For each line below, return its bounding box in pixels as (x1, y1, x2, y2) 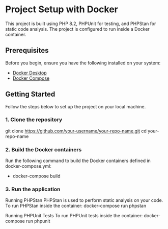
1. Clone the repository (5, 116, 63, 123)
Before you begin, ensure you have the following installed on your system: (5, 60, 161, 66)
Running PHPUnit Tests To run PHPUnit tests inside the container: (5, 213, 143, 219)
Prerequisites (5, 46, 49, 55)
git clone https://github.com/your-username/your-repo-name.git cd (5, 128, 147, 134)
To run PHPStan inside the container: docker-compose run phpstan (5, 203, 147, 209)
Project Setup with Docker (5, 4, 118, 15)
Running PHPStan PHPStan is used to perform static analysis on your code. (5, 197, 163, 203)
